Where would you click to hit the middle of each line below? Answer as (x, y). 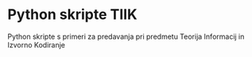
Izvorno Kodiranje (36, 44)
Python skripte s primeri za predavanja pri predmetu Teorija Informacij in (126, 36)
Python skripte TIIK (72, 15)
